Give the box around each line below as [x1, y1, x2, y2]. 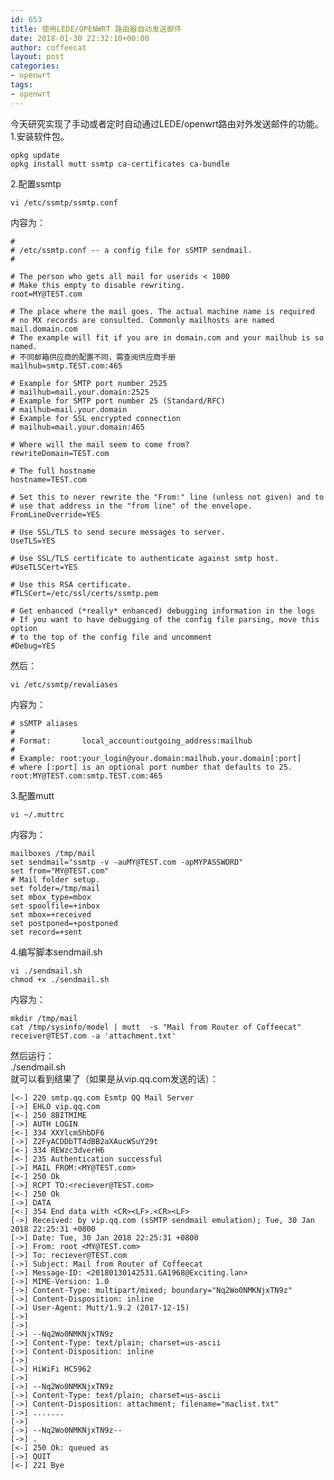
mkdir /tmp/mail [10, 1013, 78, 1023]
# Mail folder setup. [10, 874, 101, 885]
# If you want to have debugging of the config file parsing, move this [10, 614, 320, 625]
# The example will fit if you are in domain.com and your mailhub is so [10, 332, 325, 343]
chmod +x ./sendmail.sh [10, 974, 110, 985]
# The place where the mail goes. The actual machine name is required [10, 306, 315, 316]
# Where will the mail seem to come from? [10, 439, 190, 450]
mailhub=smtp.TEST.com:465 [10, 361, 123, 371]
